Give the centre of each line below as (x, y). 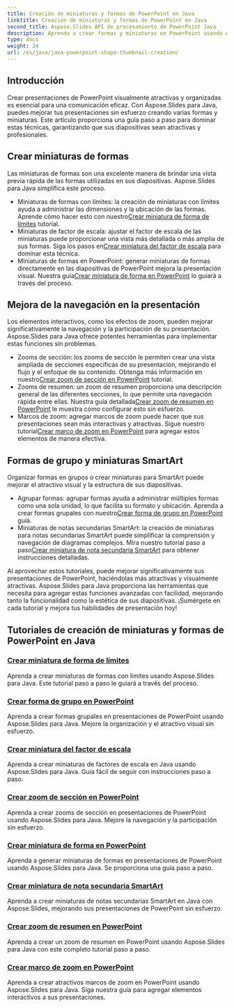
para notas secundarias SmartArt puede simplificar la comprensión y (116, 535)
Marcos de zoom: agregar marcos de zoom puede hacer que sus (110, 417)
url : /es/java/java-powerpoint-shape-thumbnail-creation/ (93, 53)
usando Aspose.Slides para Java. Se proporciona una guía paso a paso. (110, 868)
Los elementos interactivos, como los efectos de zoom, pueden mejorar (110, 322)
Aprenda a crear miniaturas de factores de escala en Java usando (102, 764)
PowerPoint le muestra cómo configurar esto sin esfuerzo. (101, 409)
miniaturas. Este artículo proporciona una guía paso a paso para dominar (111, 120)
